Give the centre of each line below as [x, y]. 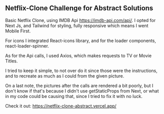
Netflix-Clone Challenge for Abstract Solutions [79, 8]
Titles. [11, 61]
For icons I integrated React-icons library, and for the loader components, [81, 40]
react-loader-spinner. [27, 46]
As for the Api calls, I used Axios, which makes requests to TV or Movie [79, 55]
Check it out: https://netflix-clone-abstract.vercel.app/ [61, 106]
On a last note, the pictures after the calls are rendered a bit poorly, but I [79, 85]
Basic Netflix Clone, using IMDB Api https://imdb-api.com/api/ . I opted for [81, 20]
